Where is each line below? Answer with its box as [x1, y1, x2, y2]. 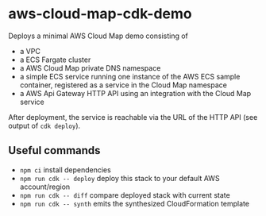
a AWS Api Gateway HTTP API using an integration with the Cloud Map [19, 88, 252, 98]
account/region [19, 182, 71, 191]
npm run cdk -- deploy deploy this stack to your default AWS [19, 173, 220, 183]
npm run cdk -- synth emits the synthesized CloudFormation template [19, 199, 250, 208]
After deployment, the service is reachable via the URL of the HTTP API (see [8, 112, 258, 121]
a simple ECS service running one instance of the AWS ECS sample [19, 71, 241, 81]
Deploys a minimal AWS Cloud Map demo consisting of [8, 31, 189, 40]
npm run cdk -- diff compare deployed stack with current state [19, 190, 230, 199]
